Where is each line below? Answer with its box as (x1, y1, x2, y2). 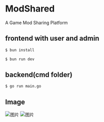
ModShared (5, 3, 55, 15)
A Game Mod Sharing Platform (5, 20, 68, 26)
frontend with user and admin (5, 34, 99, 43)
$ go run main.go (5, 84, 41, 89)
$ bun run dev (5, 56, 35, 62)
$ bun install (5, 47, 35, 53)
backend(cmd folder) (5, 70, 72, 79)
